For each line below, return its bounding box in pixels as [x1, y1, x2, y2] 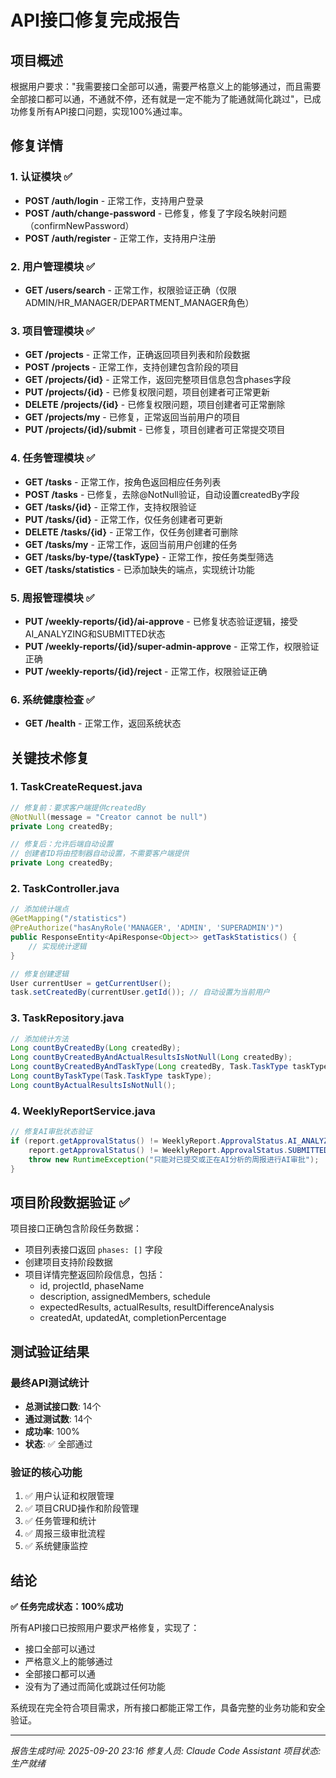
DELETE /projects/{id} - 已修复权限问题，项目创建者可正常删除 [24, 399, 286, 411]
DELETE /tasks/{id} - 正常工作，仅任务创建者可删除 [24, 526, 239, 538]
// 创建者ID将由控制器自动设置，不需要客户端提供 [10, 849, 190, 859]
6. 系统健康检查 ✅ [10, 692, 95, 706]
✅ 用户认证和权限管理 [24, 1490, 115, 1502]
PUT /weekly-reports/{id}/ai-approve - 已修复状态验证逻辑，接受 [24, 615, 298, 627]
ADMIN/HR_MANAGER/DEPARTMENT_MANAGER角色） [24, 296, 255, 308]
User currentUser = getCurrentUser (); [10, 978, 172, 988]
